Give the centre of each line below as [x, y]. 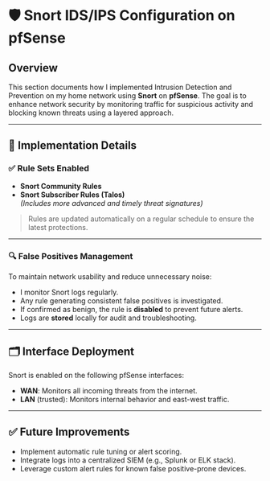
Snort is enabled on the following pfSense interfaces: [96, 375]
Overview [33, 68]
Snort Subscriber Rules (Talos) [72, 195]
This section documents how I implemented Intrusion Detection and [120, 87]
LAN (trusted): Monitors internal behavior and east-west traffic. [125, 399]
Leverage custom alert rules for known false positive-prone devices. [133, 468]
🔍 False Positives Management [71, 256]
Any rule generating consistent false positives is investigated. [121, 300]
